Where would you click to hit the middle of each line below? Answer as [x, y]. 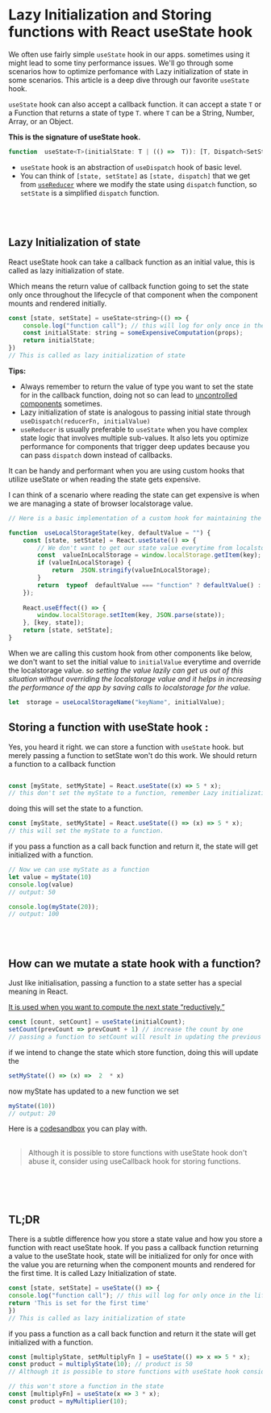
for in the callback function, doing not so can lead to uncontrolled [129, 395]
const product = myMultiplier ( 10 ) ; [68, 1401]
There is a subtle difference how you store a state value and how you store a [135, 1239]
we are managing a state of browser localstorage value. [101, 503]
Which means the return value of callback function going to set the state [129, 286]
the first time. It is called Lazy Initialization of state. [93, 1273]
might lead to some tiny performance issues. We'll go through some [121, 63]
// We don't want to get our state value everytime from [135, 548]
